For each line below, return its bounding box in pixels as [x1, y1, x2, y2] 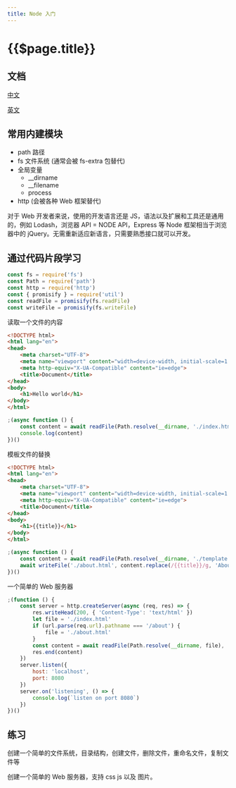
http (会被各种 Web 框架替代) [17, 197, 102, 205]
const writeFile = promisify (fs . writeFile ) [7, 304, 137, 311]
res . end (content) [32, 648, 83, 655]
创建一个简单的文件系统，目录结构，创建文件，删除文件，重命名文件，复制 [7, 749, 223, 758]
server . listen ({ [20, 662, 68, 669]
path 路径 [17, 148, 46, 156]
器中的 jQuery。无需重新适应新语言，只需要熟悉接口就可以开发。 [7, 230, 195, 238]
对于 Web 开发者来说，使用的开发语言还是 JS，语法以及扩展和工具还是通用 [7, 212, 224, 221]
